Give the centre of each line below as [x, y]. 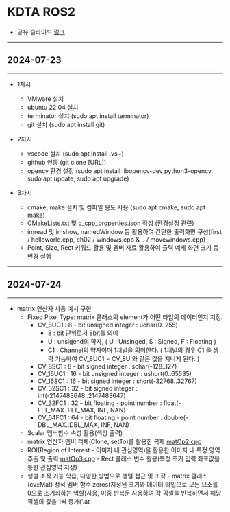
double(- [176, 417]
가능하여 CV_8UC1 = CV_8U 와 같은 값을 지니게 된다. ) [127, 358]
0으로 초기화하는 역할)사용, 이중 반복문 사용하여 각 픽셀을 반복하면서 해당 [124, 493]
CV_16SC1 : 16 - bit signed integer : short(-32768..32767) [117, 381]
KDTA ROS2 [41, 12]
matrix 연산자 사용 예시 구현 [54, 308]
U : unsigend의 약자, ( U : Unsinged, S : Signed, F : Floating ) [132, 341]
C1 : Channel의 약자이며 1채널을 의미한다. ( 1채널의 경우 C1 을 [130, 350]
